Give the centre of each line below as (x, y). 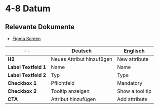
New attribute (133, 59)
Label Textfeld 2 (27, 75)
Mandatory (130, 83)
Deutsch (82, 51)
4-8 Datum (28, 9)
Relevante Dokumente (40, 27)
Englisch (134, 51)
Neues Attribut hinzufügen (82, 59)
